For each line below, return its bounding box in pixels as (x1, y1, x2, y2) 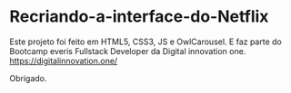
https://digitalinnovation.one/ (9, 55, 118, 66)
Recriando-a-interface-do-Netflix (9, 6, 269, 27)
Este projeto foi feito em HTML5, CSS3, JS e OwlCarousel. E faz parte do (9, 36, 282, 47)
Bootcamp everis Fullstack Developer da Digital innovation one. (9, 45, 246, 56)
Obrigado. (9, 72, 47, 83)
